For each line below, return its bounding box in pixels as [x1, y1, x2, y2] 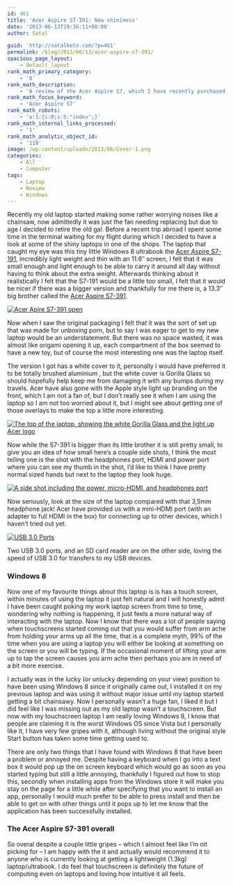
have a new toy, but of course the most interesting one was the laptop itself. [7, 348, 225, 357]
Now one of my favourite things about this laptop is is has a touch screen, [7, 587, 218, 596]
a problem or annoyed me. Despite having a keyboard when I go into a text [7, 755, 221, 763]
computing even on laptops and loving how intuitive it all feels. [7, 869, 186, 878]
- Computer [19, 165, 51, 172]
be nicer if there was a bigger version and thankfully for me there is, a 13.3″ [7, 284, 223, 293]
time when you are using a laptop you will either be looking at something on [7, 639, 224, 647]
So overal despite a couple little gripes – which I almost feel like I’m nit [7, 840, 207, 848]
